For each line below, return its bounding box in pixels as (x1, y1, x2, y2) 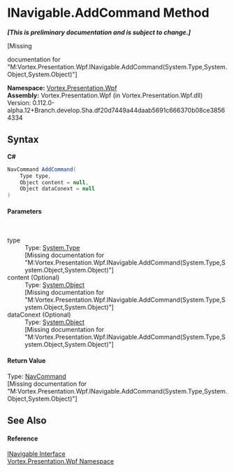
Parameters (7, 207, 42, 215)
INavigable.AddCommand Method (7, 5, 210, 21)
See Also (7, 415, 47, 426)
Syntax (7, 134, 39, 146)
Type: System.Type (24, 244, 80, 252)
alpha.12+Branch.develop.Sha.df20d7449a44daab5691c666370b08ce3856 (7, 106, 226, 114)
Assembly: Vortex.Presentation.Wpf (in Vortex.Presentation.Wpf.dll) (7, 91, 203, 99)
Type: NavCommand (7, 372, 66, 380)
